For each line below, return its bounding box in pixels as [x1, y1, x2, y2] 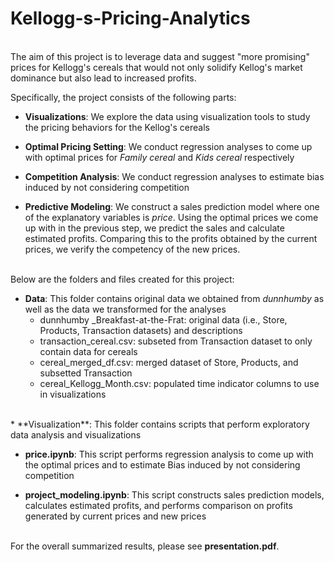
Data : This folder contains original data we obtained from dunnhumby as [24, 292, 325, 304]
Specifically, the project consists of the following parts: [10, 91, 237, 103]
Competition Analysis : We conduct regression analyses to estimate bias [24, 170, 325, 182]
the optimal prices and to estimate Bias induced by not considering [24, 458, 301, 471]
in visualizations [39, 388, 107, 400]
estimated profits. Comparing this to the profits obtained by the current [24, 232, 318, 244]
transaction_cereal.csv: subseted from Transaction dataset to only [39, 335, 313, 347]
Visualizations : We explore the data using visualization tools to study [24, 110, 311, 122]
